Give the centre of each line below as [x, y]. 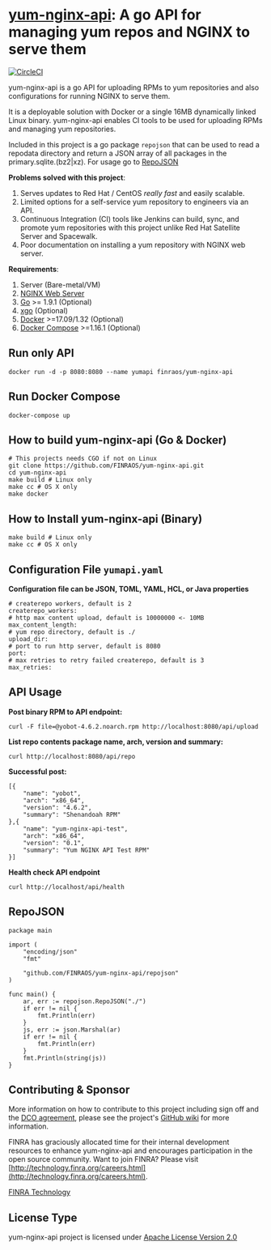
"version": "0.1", [54, 843]
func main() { [32, 994]
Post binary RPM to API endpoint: [66, 712]
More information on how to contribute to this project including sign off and [133, 1109]
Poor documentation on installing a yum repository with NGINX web [133, 244]
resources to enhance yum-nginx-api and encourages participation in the [131, 1150]
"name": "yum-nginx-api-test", [76, 829]
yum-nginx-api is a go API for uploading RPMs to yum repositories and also [134, 87]
